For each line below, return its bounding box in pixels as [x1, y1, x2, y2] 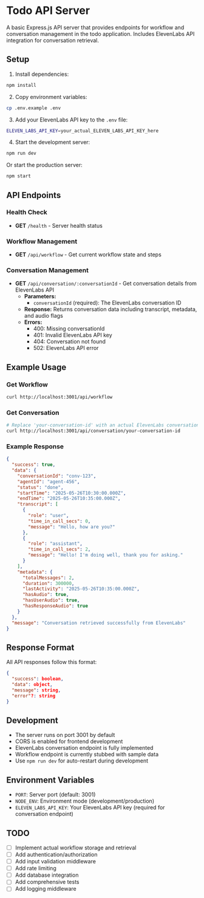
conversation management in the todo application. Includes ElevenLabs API [6, 30, 195, 37]
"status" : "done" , [17, 484, 64, 490]
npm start [6, 173, 32, 179]
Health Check [6, 208, 47, 216]
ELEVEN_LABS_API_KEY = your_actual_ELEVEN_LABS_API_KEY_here [6, 128, 159, 134]
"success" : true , [12, 462, 56, 468]
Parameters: [24, 293, 56, 300]
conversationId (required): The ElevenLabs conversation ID [33, 299, 182, 307]
